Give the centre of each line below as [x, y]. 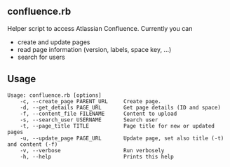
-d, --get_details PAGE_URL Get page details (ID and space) [120, 107]
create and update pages [54, 42]
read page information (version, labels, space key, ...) [94, 49]
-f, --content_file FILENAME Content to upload [99, 114]
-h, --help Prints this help [97, 156]
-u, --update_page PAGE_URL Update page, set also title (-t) [122, 138]
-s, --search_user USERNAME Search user [89, 120]
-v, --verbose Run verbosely [92, 150]
